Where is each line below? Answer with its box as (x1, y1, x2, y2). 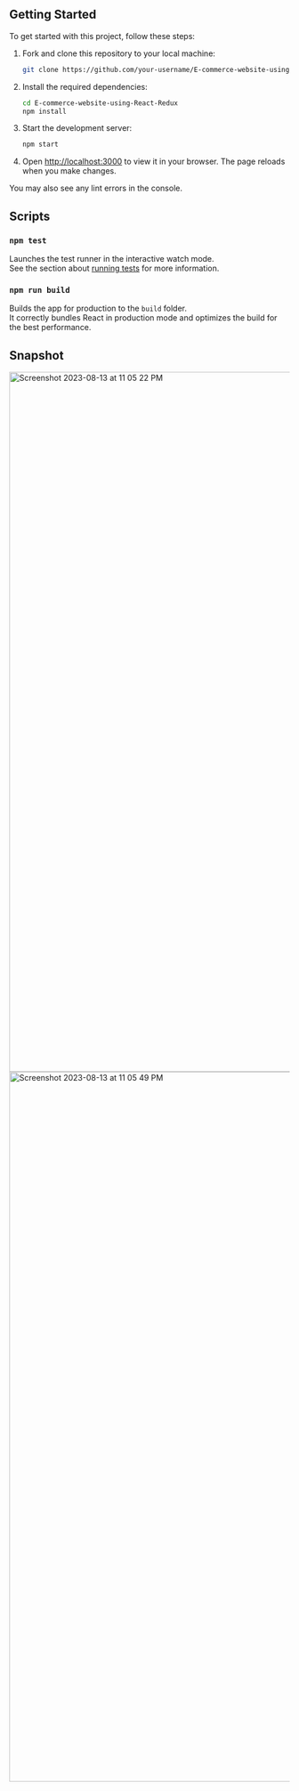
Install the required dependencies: (21, 81, 149, 92)
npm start (21, 140, 60, 150)
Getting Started (9, 7, 97, 22)
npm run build (9, 285, 70, 295)
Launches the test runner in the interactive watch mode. (9, 254, 215, 263)
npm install (21, 107, 67, 116)
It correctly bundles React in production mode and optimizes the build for (9, 312, 278, 323)
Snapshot (9, 347, 64, 363)
